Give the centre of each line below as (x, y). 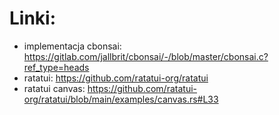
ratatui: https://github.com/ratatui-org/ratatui (116, 78)
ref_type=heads (56, 67)
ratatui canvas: (54, 88)
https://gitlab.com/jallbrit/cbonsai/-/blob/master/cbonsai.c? (146, 56)
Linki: (33, 18)
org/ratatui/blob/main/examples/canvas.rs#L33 (121, 99)
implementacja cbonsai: (72, 46)
